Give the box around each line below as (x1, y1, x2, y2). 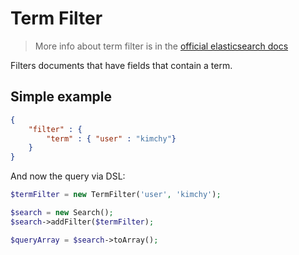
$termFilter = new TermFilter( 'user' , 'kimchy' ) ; (10, 190, 222, 200)
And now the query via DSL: (10, 170, 126, 182)
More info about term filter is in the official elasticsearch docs (34, 40, 289, 52)
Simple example (10, 88, 113, 106)
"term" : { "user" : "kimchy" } (46, 133, 177, 144)
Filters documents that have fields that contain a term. (10, 59, 233, 71)
